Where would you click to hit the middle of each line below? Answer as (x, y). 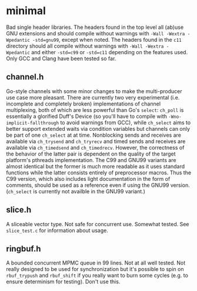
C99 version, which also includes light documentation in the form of (88, 178)
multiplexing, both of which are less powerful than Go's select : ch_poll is (95, 110)
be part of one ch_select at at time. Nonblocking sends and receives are (94, 135)
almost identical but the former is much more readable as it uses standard (96, 166)
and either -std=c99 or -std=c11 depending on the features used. (110, 52)
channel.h (25, 77)
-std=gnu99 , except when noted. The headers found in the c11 (107, 39)
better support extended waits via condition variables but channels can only (98, 128)
